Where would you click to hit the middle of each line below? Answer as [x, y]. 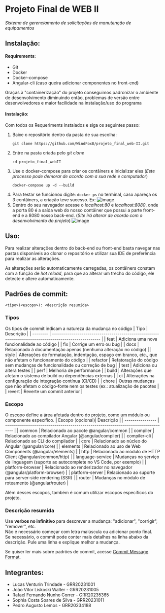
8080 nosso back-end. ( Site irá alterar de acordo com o [86, 215]
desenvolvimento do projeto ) [41, 220]
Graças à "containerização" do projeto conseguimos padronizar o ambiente [82, 92]
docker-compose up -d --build [43, 185]
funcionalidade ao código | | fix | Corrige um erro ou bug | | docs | [72, 344]
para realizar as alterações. [33, 258]
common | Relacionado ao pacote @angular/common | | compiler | [87, 431]
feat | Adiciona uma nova [132, 339]
